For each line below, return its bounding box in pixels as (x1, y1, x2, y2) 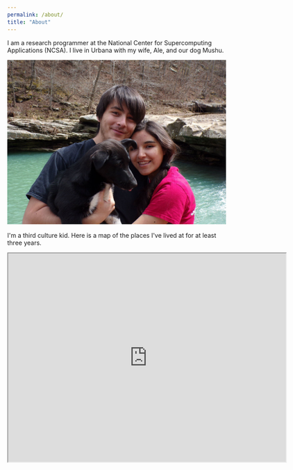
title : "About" (7, 18, 51, 26)
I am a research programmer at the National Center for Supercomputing (7, 38, 212, 47)
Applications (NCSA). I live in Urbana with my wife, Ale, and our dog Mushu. (7, 46, 224, 54)
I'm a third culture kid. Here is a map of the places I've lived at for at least (7, 231, 217, 239)
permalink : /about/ (7, 11, 64, 18)
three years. (7, 238, 42, 247)
